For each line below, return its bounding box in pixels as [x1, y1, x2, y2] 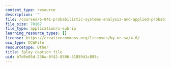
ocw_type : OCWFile [5, 40, 44, 45]
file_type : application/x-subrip [5, 26, 76, 31]
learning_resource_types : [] [5, 31, 67, 36]
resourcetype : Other [5, 45, 49, 50]
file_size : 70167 [5, 21, 42, 27]
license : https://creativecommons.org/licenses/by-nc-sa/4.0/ [5, 36, 140, 41]
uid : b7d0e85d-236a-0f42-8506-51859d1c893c [5, 54, 99, 59]
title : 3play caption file [5, 49, 63, 54]
